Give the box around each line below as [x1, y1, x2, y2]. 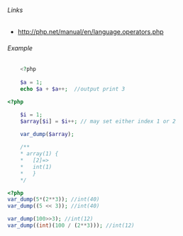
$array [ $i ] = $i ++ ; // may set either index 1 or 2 [20, 118, 176, 125]
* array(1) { [20, 150, 59, 157]
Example [7, 43, 33, 52]
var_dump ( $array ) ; [20, 130, 74, 137]
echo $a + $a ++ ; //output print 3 [20, 86, 126, 93]
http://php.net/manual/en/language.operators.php [17, 28, 165, 36]
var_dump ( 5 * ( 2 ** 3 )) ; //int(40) [7, 196, 100, 203]
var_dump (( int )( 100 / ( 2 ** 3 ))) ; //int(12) [7, 222, 135, 230]
